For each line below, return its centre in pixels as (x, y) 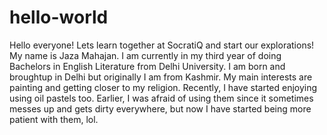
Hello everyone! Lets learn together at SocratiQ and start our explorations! (162, 45)
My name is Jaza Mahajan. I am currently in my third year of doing (145, 55)
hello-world (59, 17)
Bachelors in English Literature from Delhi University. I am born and (147, 66)
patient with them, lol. (54, 119)
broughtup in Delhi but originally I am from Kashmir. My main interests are (161, 77)
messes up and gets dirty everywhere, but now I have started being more (160, 108)
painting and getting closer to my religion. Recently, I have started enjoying (163, 87)
